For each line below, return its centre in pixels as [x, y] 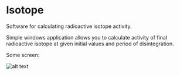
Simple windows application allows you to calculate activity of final [87, 37]
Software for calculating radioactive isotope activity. [69, 26]
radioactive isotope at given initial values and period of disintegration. [90, 44]
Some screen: [23, 55]
